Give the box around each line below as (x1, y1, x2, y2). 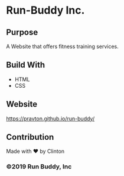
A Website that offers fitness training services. (6, 43, 119, 50)
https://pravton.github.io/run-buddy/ (6, 115, 95, 122)
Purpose (6, 27, 38, 37)
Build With (6, 60, 45, 70)
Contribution (6, 132, 54, 142)
